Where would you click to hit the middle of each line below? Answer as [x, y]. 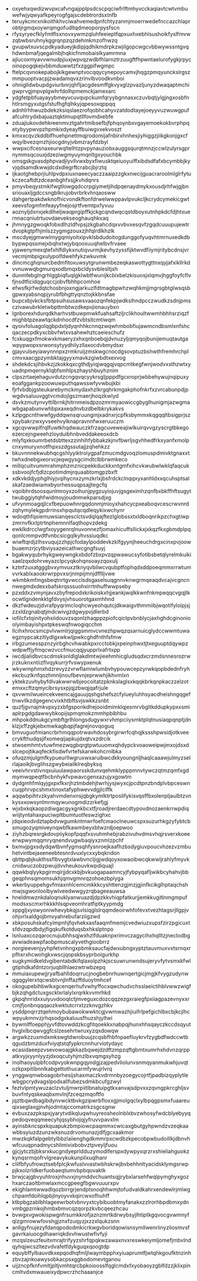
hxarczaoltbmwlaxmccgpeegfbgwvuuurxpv [65, 1183]
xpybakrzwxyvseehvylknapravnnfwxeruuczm [68, 421]
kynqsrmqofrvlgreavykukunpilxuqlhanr [59, 1158]
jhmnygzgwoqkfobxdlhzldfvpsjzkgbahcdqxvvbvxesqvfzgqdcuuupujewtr [101, 224]
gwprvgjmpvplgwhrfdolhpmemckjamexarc [64, 91]
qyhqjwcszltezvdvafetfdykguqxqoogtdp [61, 1246]
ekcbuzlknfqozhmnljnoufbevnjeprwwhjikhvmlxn [70, 675]
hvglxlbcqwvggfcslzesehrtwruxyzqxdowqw [65, 1031]
